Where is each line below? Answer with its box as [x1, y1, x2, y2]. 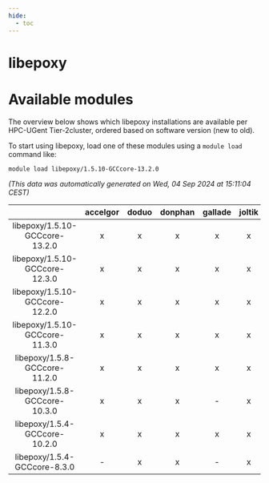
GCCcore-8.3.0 [14, 461, 75, 473]
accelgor [84, 206, 120, 217]
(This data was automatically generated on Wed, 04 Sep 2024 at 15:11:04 [8, 179, 251, 188]
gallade [203, 206, 232, 217]
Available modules [8, 90, 134, 108]
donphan [159, 206, 195, 217]
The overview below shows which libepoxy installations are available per [8, 117, 248, 127]
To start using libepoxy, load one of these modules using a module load [8, 141, 243, 151]
